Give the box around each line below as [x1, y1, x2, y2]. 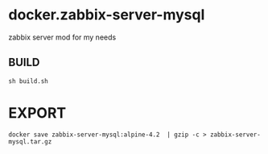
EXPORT [8, 103, 67, 122]
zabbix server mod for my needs [8, 32, 117, 42]
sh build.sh [8, 77, 48, 85]
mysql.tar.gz [8, 137, 52, 146]
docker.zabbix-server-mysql [8, 6, 205, 24]
